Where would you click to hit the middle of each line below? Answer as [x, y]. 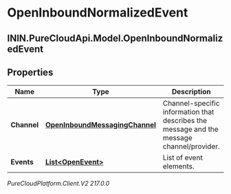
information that [188, 112]
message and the [190, 129]
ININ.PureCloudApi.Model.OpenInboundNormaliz [115, 38]
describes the [185, 121]
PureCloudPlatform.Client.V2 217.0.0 [58, 184]
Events [22, 162]
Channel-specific [191, 104]
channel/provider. [191, 146]
